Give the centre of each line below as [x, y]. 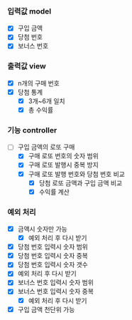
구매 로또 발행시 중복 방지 [64, 165]
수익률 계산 [54, 192]
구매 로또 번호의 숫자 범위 [64, 156]
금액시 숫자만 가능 [42, 229]
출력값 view [27, 66]
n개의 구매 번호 [39, 83]
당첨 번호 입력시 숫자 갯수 [53, 264]
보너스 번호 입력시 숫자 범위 [56, 282]
